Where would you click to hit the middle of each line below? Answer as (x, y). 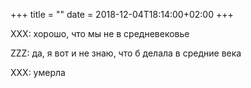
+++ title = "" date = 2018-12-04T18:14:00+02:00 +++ (122, 14)
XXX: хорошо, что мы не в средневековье (100, 33)
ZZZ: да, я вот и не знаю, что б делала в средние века (126, 53)
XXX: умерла (38, 72)
